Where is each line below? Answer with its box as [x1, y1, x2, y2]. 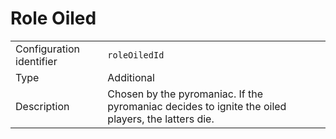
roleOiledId [107, 49, 165, 61]
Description [15, 99, 70, 113]
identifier [15, 54, 58, 68]
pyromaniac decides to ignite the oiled [107, 99, 287, 113]
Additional [107, 70, 155, 84]
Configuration [15, 42, 80, 56]
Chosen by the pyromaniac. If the [107, 87, 264, 101]
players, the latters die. [107, 112, 215, 126]
